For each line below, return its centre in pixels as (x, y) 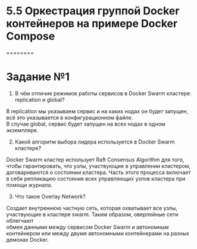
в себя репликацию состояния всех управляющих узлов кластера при (96, 178)
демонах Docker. (27, 239)
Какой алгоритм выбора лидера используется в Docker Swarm (95, 142)
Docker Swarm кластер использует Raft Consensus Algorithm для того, (95, 160)
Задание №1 (38, 77)
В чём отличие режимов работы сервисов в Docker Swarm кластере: (103, 93)
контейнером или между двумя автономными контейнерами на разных (98, 233)
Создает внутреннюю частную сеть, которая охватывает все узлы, (92, 208)
